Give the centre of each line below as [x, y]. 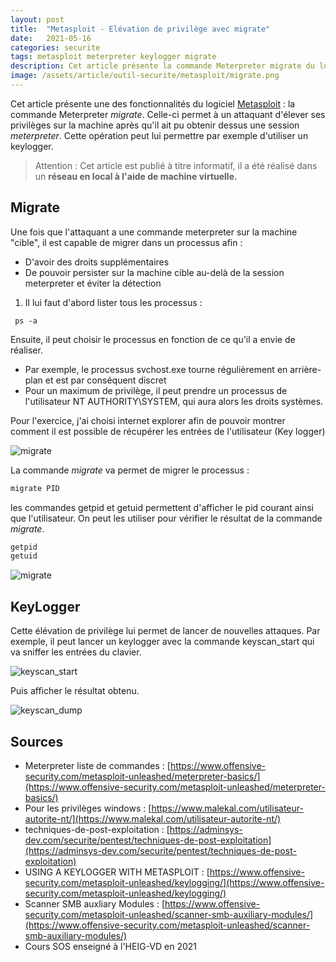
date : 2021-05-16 [51, 38]
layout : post [37, 19]
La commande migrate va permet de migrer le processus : [130, 470]
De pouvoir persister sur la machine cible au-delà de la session [154, 272]
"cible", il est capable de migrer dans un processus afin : [126, 242]
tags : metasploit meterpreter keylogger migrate [113, 57]
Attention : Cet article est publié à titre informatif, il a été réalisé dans [176, 165]
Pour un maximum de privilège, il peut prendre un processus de [156, 390]
